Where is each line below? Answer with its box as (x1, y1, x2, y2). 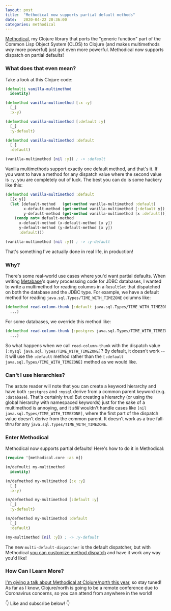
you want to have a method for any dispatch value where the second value (5, 171, 162, 177)
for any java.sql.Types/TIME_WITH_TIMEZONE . (15, 421, 108, 427)
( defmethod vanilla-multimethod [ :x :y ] (5, 100, 93, 105)
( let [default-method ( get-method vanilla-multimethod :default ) (10, 201, 156, 207)
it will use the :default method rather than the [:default (5, 353, 124, 359)
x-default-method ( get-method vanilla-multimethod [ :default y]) (23, 206, 165, 211)
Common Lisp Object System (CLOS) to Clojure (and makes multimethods (5, 41, 160, 48)
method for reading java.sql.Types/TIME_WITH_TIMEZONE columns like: (5, 295, 151, 301)
